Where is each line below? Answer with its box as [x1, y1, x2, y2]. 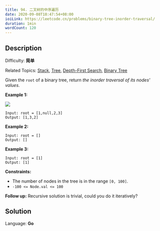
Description [5, 44, 42, 52]
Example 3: [5, 146, 29, 152]
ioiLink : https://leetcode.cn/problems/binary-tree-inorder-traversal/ [5, 16, 155, 21]
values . [5, 82, 20, 88]
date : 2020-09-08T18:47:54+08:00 [5, 12, 74, 17]
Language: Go [5, 220, 34, 226]
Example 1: [5, 92, 28, 98]
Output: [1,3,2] [5, 115, 38, 120]
